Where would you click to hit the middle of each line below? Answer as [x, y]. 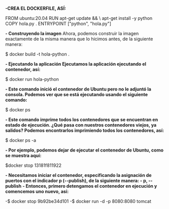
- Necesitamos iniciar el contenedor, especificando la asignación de [78, 175]
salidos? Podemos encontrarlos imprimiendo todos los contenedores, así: [84, 130]
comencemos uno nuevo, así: [37, 191]
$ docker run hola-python [32, 79]
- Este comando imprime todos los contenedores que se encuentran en [82, 120]
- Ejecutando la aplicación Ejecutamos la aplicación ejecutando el [76, 64]
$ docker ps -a [21, 140]
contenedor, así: [23, 69]
